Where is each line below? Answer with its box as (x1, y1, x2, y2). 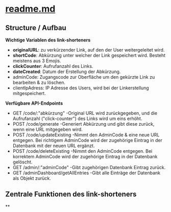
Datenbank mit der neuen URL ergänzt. (12, 143, 95, 149)
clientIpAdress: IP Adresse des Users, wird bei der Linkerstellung (12, 85, 149, 91)
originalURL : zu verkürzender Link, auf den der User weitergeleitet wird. (12, 47, 165, 53)
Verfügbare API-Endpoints (5, 100, 63, 106)
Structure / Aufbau (5, 23, 66, 32)
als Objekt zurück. (12, 175, 51, 181)
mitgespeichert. (12, 90, 46, 96)
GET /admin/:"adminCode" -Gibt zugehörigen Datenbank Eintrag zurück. (12, 164, 166, 170)
